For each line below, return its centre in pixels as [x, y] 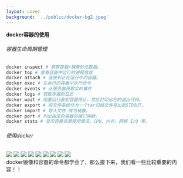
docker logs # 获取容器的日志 [40, 95]
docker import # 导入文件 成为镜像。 [48, 110]
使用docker [20, 135]
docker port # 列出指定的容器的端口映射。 [53, 116]
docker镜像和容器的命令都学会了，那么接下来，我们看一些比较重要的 [89, 162]
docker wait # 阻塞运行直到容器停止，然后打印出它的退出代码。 [75, 100]
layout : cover [23, 11]
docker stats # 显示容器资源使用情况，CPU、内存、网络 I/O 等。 [78, 122]
